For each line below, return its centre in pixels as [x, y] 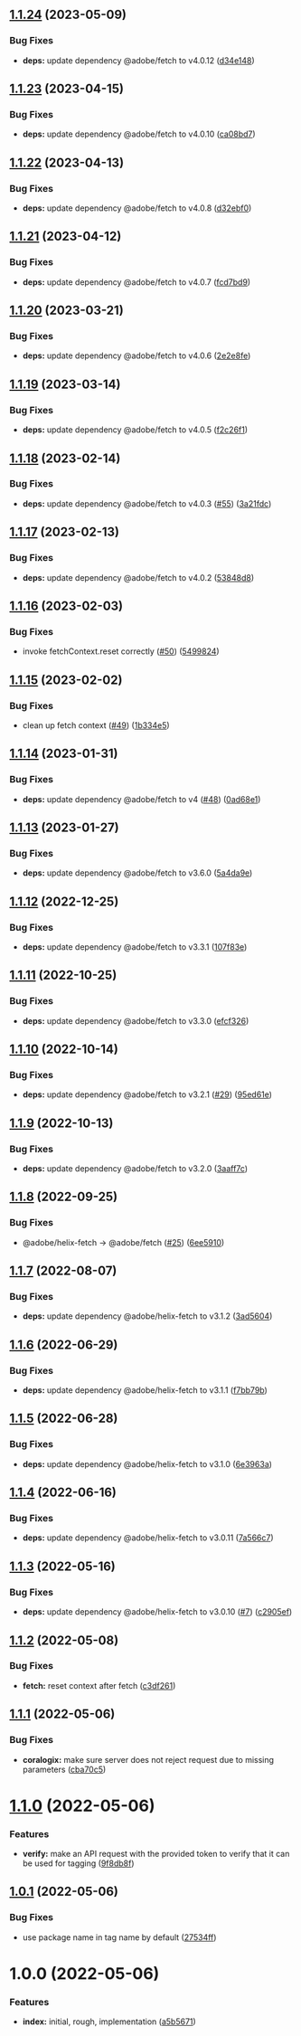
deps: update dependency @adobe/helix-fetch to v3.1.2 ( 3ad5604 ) [147, 1316]
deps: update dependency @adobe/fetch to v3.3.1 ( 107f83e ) [135, 947]
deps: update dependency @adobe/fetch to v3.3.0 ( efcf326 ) [136, 1020]
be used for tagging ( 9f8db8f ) [78, 1863]
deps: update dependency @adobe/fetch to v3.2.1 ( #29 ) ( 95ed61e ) [147, 1094]
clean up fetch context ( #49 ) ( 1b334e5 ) [96, 725]
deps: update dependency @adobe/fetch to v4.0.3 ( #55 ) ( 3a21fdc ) [147, 503]
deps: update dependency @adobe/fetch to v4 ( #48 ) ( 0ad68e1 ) [141, 799]
